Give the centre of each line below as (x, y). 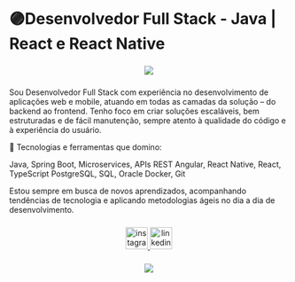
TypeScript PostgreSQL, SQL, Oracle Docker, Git (97, 174)
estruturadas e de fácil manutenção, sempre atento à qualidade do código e (147, 121)
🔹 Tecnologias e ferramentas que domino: (85, 147)
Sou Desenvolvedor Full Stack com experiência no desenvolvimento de (139, 92)
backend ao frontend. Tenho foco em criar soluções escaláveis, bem (134, 111)
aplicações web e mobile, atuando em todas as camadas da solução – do (143, 102)
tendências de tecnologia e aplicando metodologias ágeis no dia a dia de (142, 200)
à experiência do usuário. (55, 130)
